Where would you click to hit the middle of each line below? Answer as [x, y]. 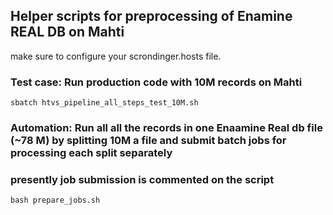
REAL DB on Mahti [67, 32]
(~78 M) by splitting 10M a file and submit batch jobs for [148, 141]
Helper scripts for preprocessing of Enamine [151, 16]
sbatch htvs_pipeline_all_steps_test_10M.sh [104, 103]
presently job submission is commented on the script [142, 179]
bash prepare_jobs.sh [55, 200]
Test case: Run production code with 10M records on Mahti [156, 82]
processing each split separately [91, 153]
